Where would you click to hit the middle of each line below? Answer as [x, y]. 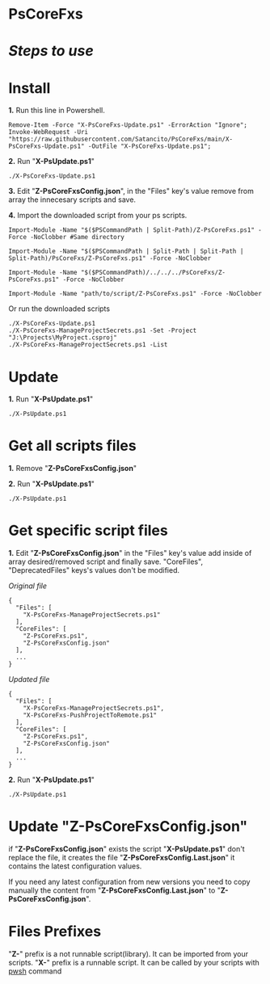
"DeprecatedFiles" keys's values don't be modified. [94, 570]
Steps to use [51, 51]
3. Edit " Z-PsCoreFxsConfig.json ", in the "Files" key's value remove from [131, 191]
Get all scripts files [72, 446]
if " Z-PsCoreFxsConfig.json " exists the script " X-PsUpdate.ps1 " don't [127, 849]
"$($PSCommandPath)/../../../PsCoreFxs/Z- [153, 273]
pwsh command [35, 971]
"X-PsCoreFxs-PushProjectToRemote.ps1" [90, 716]
